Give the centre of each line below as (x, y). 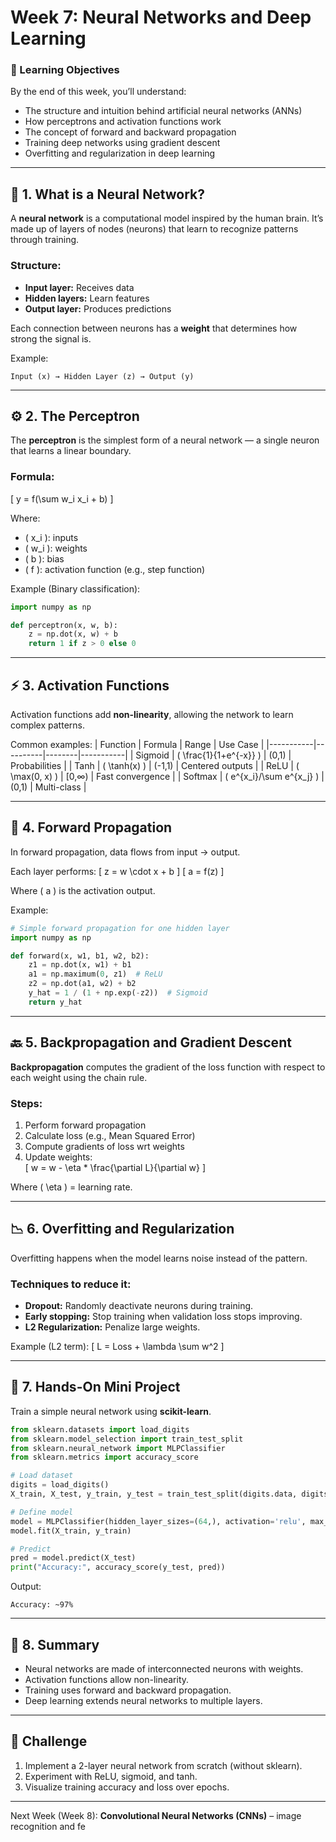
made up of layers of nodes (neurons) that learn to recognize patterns (154, 229)
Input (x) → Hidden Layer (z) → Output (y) (102, 376)
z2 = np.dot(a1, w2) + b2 (82, 984)
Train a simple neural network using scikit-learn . (111, 1411)
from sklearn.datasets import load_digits (100, 1429)
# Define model (42, 1512)
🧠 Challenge (49, 1741)
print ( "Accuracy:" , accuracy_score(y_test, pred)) (118, 1567)
